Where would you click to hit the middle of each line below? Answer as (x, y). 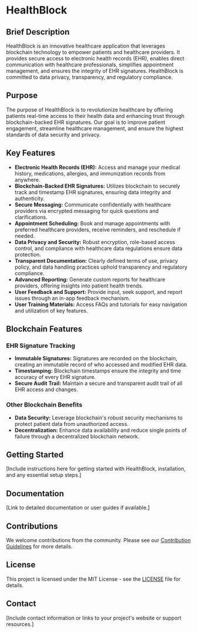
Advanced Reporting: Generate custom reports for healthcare (90, 279)
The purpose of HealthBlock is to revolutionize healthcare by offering (89, 110)
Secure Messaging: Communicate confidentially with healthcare (93, 204)
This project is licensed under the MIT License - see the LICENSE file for (93, 579)
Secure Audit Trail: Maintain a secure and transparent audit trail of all (98, 383)
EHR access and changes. (46, 390)
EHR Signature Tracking (40, 346)
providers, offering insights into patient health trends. (79, 286)
